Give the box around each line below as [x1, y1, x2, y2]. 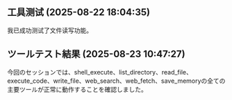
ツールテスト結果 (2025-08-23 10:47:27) [7, 48, 185, 60]
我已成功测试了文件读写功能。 [7, 26, 92, 34]
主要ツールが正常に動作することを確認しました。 [7, 85, 147, 93]
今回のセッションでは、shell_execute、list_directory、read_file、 [7, 68, 192, 76]
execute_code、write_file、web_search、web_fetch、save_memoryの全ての [7, 77, 226, 85]
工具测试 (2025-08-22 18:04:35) [7, 6, 151, 19]
